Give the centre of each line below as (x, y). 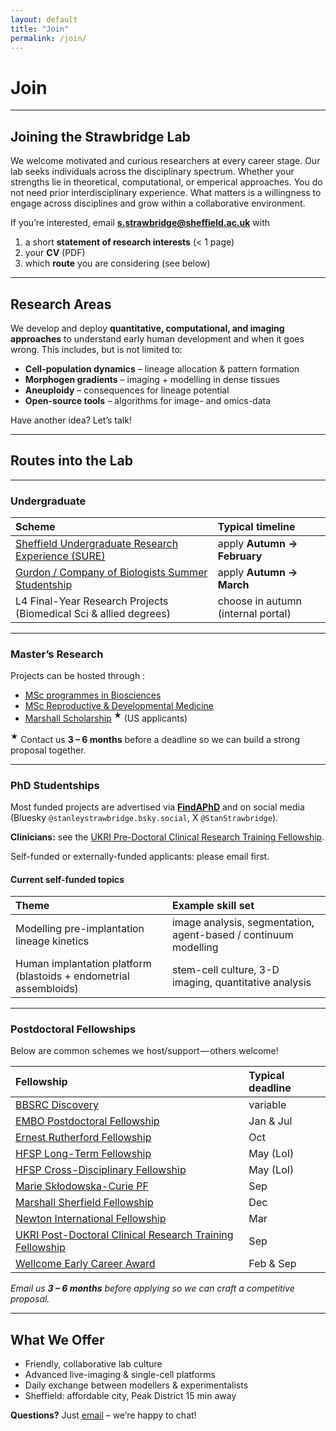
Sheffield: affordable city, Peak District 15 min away (130, 1396)
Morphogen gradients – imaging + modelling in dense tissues (152, 379)
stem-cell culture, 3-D (225, 970)
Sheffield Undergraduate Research (97, 544)
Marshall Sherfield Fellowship (84, 1203)
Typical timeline (256, 527)
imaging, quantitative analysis (241, 983)
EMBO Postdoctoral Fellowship (87, 1121)
